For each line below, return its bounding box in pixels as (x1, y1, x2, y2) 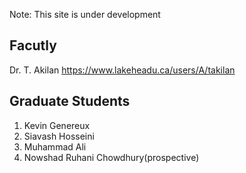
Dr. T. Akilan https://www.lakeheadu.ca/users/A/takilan (9, 64, 236, 76)
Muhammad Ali (23, 140, 87, 153)
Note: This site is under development (9, 9, 161, 20)
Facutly (9, 37, 57, 54)
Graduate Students (9, 93, 131, 110)
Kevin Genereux (23, 119, 91, 131)
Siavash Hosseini (23, 130, 95, 142)
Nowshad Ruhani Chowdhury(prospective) (23, 151, 200, 163)
